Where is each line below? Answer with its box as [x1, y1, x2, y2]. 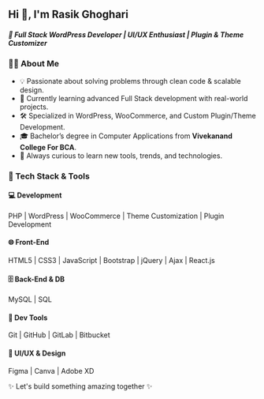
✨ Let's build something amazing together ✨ [8, 381, 153, 391]
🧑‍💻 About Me [8, 58, 59, 70]
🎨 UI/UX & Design [8, 348, 66, 358]
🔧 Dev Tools [8, 313, 48, 322]
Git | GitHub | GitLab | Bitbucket [8, 330, 110, 340]
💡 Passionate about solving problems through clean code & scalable [19, 76, 242, 85]
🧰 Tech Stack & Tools [8, 171, 91, 182]
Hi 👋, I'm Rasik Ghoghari [8, 8, 128, 21]
